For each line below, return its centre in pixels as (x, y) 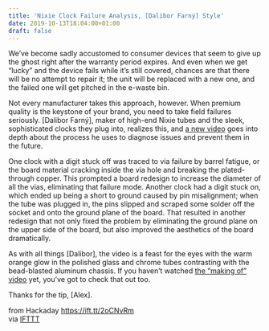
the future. (26, 146)
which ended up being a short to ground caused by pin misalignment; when (133, 196)
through (21, 178)
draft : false (30, 31)
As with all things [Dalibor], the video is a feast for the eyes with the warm (130, 254)
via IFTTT (24, 319)
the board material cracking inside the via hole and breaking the (114, 170)
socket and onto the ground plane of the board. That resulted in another (127, 213)
